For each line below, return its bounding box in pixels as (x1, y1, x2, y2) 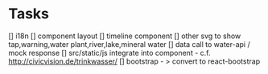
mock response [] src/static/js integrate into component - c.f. (8, 48, 211, 57)
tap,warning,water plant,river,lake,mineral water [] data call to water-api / (8, 39, 251, 49)
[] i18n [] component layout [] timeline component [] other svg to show (8, 31, 241, 41)
